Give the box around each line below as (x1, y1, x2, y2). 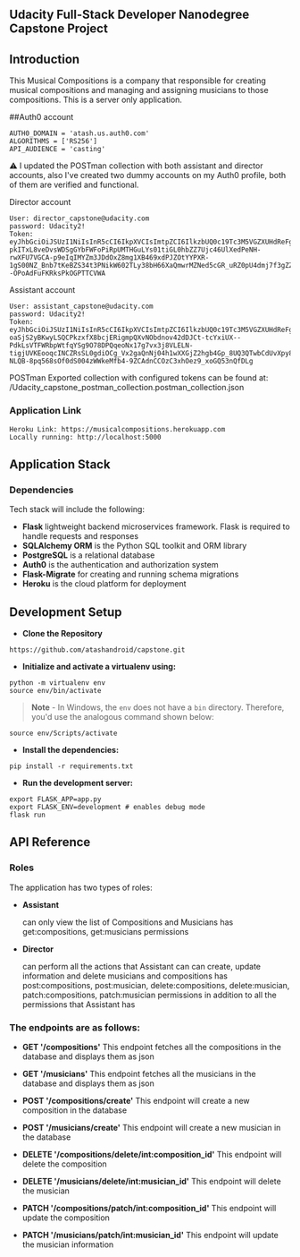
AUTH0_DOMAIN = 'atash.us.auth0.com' (9, 129, 150, 138)
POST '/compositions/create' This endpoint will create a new (21, 1095, 250, 1106)
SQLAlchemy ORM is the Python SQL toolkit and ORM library (21, 541, 247, 552)
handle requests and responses (21, 531, 139, 542)
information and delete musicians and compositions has (21, 971, 228, 981)
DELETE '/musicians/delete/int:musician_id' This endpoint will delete (21, 1176, 281, 1186)
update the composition (21, 1212, 110, 1223)
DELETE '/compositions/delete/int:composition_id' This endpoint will (21, 1149, 282, 1159)
